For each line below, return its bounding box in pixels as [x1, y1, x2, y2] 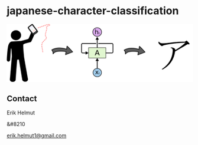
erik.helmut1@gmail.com [7, 132, 67, 139]
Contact [7, 93, 37, 104]
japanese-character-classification [7, 4, 179, 18]
